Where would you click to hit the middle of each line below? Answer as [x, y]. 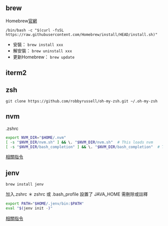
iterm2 [16, 73]
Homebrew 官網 [21, 21]
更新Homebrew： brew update [44, 57]
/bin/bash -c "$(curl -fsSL [35, 30]
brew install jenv [25, 184]
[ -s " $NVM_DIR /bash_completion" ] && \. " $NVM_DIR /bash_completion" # [83, 147]
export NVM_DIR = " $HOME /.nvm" [36, 137]
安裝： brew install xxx [38, 44]
